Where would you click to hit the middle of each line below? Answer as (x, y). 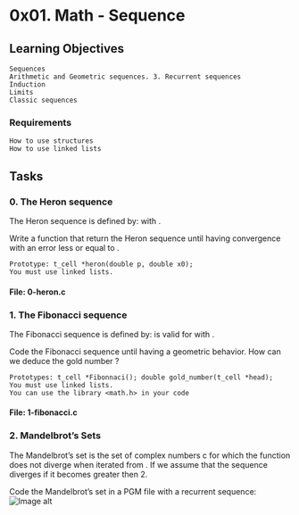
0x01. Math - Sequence (97, 16)
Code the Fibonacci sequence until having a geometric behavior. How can (145, 351)
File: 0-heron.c (37, 292)
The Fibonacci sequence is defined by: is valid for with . (112, 334)
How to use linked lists (55, 149)
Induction (28, 85)
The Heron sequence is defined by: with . (85, 220)
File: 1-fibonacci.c (43, 412)
